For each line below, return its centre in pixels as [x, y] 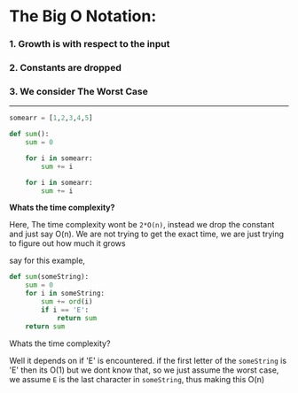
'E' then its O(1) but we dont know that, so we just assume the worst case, [144, 370]
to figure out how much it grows [67, 243]
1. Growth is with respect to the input [90, 44]
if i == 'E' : [65, 310]
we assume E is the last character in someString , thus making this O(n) [137, 379]
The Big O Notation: [83, 16]
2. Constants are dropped [65, 68]
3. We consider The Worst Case [78, 91]
